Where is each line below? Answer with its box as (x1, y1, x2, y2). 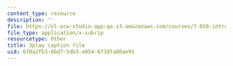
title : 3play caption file (7, 42, 85, 49)
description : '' (7, 16, 54, 23)
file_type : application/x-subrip (7, 29, 104, 36)
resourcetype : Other (7, 36, 67, 43)
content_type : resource (7, 10, 76, 17)
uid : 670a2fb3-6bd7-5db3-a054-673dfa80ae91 (7, 49, 135, 56)
